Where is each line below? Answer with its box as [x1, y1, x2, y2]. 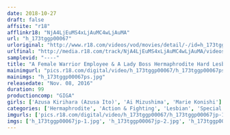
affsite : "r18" [7, 22, 51, 29]
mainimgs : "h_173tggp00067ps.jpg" [7, 73, 106, 80]
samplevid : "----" [7, 55, 60, 61]
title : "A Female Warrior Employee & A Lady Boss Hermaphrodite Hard [7, 61, 210, 67]
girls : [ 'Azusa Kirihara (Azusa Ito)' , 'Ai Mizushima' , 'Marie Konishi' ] [7, 99, 222, 106]
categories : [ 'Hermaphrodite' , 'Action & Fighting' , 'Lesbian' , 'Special [7, 105, 222, 112]
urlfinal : [7, 48, 36, 55]
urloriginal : [7, 42, 44, 48]
